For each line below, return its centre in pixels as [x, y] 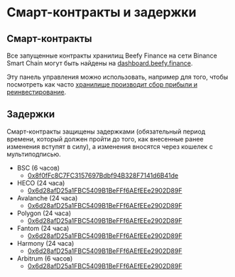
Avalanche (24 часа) [47, 198]
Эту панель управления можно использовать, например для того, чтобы [117, 77]
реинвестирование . [37, 92]
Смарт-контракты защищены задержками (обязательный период [106, 131]
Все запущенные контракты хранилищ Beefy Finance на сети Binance [112, 55]
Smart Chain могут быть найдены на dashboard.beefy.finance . [100, 63]
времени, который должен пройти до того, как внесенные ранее [105, 138]
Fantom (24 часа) [43, 228]
